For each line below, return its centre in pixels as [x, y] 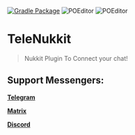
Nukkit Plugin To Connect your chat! [76, 58]
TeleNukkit [39, 39]
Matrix [17, 111]
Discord [19, 124]
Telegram [21, 97]
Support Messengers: [56, 80]
